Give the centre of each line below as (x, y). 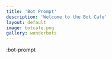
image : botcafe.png (30, 28)
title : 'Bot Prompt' (32, 11)
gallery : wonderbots (32, 33)
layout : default (26, 22)
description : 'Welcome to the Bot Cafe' (57, 17)
